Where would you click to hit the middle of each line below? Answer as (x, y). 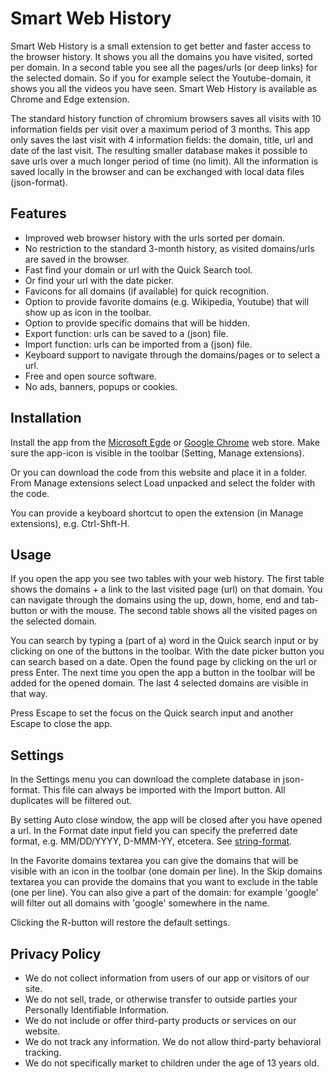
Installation (46, 418)
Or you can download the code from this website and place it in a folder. (159, 472)
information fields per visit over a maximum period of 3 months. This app (160, 129)
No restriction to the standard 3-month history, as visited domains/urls (169, 248)
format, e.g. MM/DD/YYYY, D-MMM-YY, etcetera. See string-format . (151, 841)
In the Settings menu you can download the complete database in (145, 779)
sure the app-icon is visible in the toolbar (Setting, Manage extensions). (157, 453)
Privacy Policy (56, 953)
